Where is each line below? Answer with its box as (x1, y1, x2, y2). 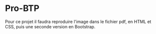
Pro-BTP (5, 3, 40, 14)
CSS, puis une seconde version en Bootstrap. (5, 23, 96, 29)
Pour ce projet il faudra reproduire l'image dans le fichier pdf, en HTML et (5, 19, 152, 24)
